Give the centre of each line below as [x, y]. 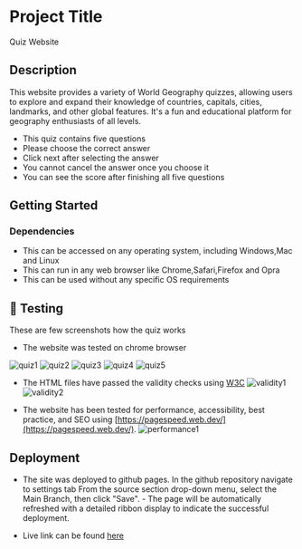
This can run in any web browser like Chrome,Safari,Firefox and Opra [151, 270]
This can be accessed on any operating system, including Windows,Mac [157, 251]
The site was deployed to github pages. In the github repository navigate [158, 480]
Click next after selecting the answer [91, 158]
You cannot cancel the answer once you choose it [116, 167]
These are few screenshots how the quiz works [98, 330]
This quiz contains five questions [84, 139]
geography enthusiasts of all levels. [75, 120]
